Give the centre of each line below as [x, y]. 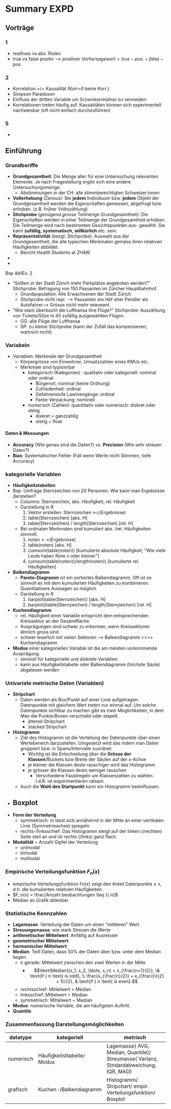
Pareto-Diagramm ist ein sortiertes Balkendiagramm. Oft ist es [86, 577]
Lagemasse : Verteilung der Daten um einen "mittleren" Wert [76, 924]
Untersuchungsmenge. [37, 188]
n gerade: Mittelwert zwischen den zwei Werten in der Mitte [83, 962]
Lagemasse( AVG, [128, 1046]
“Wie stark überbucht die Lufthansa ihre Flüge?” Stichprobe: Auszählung [89, 310]
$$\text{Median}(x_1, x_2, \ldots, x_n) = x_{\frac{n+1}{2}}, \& [97, 970]
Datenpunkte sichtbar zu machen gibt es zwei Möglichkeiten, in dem [92, 710]
